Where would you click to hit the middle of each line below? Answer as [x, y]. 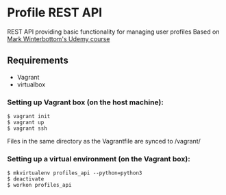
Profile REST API [55, 13]
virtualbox [31, 84]
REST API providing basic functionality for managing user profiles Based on [113, 32]
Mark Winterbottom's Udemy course [59, 38]
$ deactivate [26, 179]
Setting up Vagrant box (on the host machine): [86, 102]
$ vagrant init [29, 117]
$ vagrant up [26, 123]
